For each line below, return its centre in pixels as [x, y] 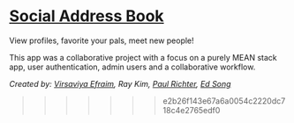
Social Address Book [87, 16]
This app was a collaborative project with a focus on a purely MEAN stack [143, 57]
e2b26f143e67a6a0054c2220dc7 [224, 101]
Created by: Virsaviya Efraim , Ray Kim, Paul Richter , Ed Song [120, 83]
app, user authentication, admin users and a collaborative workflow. [132, 67]
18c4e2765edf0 [192, 110]
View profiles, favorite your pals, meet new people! [102, 40]
